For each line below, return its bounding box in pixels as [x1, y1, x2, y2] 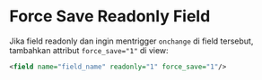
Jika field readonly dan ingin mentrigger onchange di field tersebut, [9, 36, 254, 46]
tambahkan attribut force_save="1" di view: [9, 44, 169, 55]
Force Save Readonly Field [9, 6, 211, 27]
